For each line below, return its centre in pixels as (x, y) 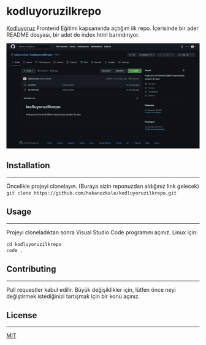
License (22, 315)
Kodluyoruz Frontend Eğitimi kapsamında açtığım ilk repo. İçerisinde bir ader (103, 28)
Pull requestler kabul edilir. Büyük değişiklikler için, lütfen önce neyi (91, 289)
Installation (28, 165)
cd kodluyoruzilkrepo (34, 244)
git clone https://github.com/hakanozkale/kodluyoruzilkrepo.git (91, 193)
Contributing (31, 269)
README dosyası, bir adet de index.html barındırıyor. (73, 34)
